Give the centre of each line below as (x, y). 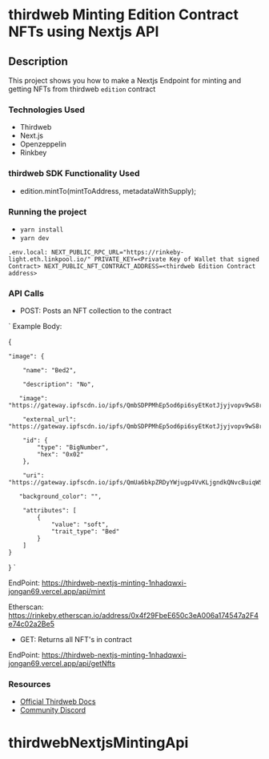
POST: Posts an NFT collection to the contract (96, 311)
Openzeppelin (43, 144)
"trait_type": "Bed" (85, 532)
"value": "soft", (80, 525)
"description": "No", (58, 385)
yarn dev (34, 238)
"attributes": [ (50, 511)
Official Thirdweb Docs (58, 701)
